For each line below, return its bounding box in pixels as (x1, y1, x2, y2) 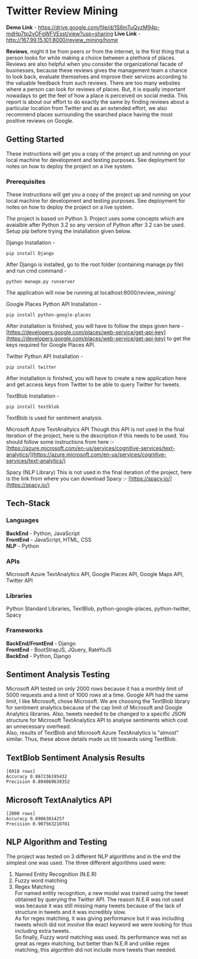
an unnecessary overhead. (6, 723, 72, 730)
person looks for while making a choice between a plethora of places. (6, 54, 176, 61)
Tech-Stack (6, 498, 50, 509)
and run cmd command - (6, 267, 67, 274)
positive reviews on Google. (6, 117, 74, 124)
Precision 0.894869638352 (6, 779, 70, 785)
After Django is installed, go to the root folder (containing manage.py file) (6, 261, 184, 268)
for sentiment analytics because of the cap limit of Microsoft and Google (6, 704, 183, 711)
